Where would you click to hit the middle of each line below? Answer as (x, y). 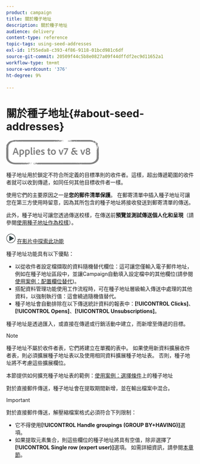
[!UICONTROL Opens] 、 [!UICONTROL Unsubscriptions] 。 (87, 311)
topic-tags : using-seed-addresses (49, 44)
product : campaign (29, 13)
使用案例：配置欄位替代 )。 (47, 281)
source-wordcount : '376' (37, 69)
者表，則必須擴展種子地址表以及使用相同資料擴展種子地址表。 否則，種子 (96, 356)
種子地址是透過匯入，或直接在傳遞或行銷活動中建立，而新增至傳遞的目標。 (97, 324)
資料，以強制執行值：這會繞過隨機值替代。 (67, 296)
